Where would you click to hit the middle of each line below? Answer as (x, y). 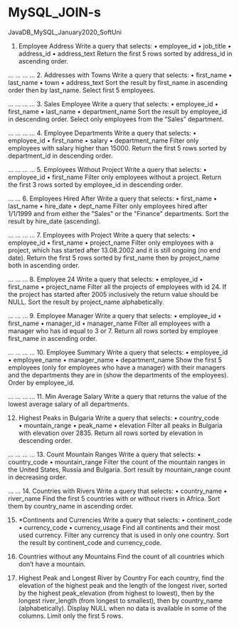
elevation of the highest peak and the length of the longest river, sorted (123, 585)
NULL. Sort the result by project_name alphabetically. (86, 302)
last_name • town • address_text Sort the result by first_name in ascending (118, 82)
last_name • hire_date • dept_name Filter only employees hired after (108, 206)
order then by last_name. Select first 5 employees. (82, 90)
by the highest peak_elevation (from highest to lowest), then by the (116, 593)
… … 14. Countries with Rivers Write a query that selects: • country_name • (118, 491)
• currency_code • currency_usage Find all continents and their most (119, 527)
